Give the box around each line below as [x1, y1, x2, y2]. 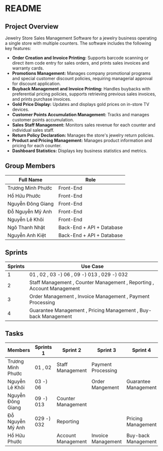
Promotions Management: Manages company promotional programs [12, 70, 151, 76]
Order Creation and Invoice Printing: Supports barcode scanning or [12, 55, 149, 61]
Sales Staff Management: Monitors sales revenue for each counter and [12, 122, 156, 128]
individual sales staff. [12, 127, 54, 133]
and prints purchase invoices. [12, 96, 71, 102]
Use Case [81, 263, 104, 270]
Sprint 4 [131, 347, 151, 354]
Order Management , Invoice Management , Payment [29, 293, 149, 299]
